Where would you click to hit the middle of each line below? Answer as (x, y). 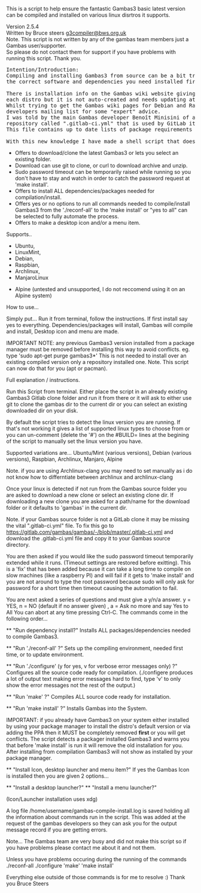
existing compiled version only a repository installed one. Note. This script (98, 362)
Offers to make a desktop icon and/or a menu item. (77, 223)
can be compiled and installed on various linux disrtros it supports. (88, 15)
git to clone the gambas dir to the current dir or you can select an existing (97, 404)
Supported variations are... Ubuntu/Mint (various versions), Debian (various (99, 453)
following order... (27, 619)
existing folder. (33, 159)
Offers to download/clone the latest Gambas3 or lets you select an (97, 153)
